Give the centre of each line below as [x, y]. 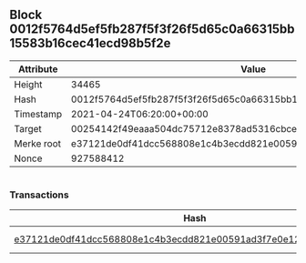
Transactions [40, 195]
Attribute [38, 69]
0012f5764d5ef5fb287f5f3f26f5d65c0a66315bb [152, 30]
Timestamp [38, 114]
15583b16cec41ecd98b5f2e [90, 43]
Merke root [38, 143]
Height [28, 84]
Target [28, 128]
